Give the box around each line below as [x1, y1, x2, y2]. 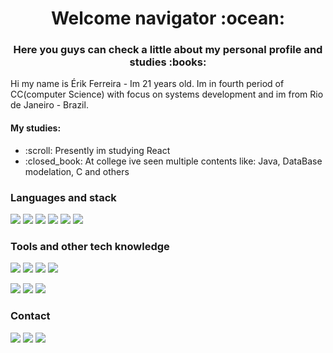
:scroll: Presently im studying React [24, 144, 171, 156]
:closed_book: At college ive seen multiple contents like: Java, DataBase [24, 155, 323, 167]
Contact [10, 309, 51, 323]
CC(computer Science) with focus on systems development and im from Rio [10, 88, 324, 101]
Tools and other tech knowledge [10, 239, 170, 253]
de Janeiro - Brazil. [10, 99, 89, 111]
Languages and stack [10, 190, 117, 204]
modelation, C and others [24, 165, 130, 177]
